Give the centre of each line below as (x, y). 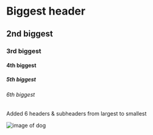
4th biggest (21, 66)
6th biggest (21, 95)
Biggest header (46, 11)
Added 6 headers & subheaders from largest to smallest (76, 113)
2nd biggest (30, 34)
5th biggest (21, 79)
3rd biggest (24, 51)
